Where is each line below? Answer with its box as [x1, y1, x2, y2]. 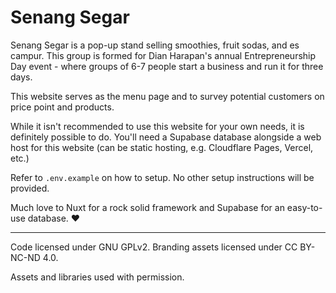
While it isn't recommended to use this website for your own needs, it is [10, 120, 305, 132]
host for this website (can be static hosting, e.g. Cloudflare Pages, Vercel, [10, 141, 314, 153]
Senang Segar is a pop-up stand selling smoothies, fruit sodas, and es [10, 39, 300, 51]
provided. [10, 182, 50, 194]
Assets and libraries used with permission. [10, 271, 185, 283]
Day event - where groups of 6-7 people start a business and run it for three [10, 60, 324, 72]
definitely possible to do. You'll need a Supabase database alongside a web [10, 131, 322, 143]
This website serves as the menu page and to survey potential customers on [10, 90, 325, 102]
